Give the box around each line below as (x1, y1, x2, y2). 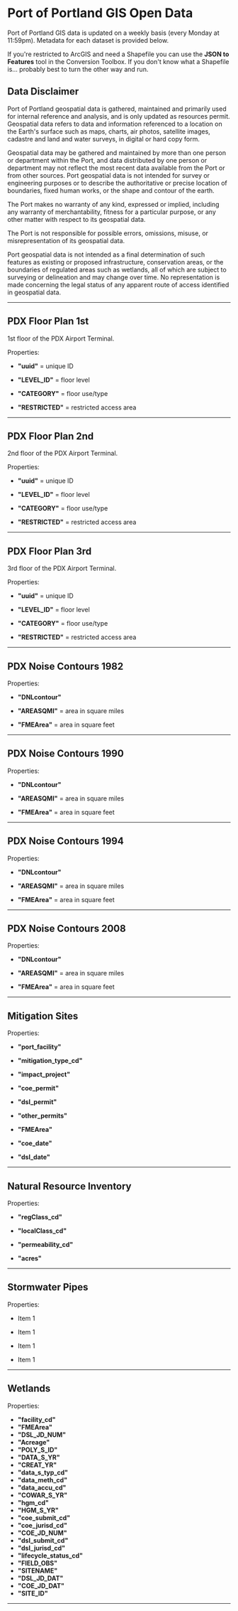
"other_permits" (17, 1111, 67, 1120)
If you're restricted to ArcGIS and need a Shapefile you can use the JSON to (7, 50, 229, 58)
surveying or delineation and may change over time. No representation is (7, 272, 220, 282)
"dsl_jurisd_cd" (17, 1543, 66, 1552)
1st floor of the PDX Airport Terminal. (7, 334, 115, 343)
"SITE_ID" (17, 1589, 48, 1597)
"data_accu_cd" (17, 1483, 67, 1492)
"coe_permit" (17, 1084, 59, 1093)
